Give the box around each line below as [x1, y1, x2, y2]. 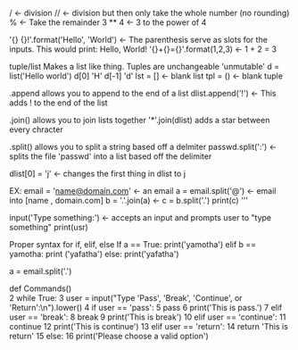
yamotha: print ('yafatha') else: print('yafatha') [9, 249, 180, 259]
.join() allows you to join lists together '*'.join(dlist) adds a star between [9, 115, 270, 125]
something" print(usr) [9, 222, 89, 232]
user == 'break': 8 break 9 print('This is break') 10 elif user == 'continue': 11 [9, 312, 286, 322]
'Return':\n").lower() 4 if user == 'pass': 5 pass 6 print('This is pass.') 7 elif [9, 303, 283, 312]
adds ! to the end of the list [9, 97, 109, 108]
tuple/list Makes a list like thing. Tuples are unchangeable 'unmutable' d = [9, 62, 280, 71]
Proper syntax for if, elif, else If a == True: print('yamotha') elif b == [9, 239, 257, 249]
